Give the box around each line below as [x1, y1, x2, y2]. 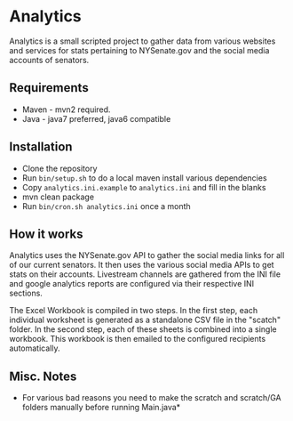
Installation [9, 140, 73, 155]
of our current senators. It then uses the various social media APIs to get [9, 260, 274, 271]
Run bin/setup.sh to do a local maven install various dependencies [21, 172, 268, 183]
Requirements [9, 80, 89, 95]
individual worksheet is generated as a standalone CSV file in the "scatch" [9, 314, 281, 326]
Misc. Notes [9, 368, 77, 384]
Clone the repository [21, 163, 98, 174]
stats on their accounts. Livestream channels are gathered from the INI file [9, 269, 281, 279]
